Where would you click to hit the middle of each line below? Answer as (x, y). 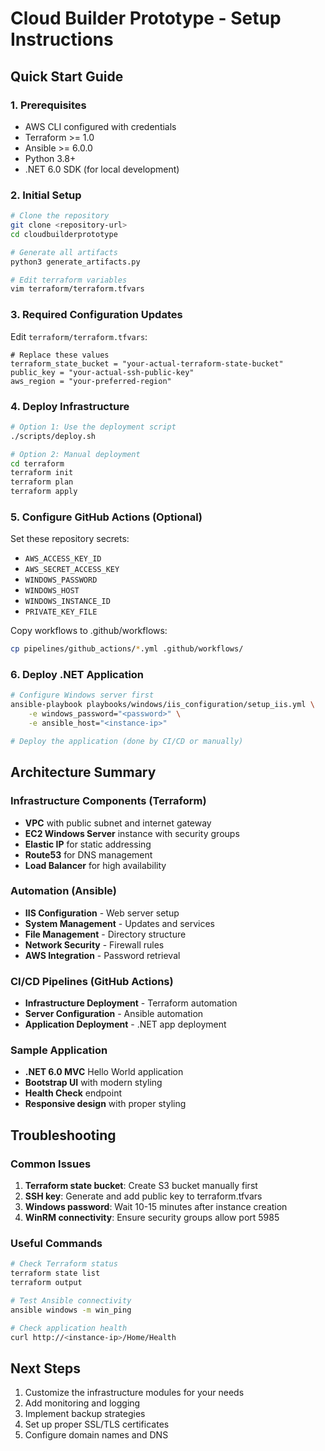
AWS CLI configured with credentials (100, 126)
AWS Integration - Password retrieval (102, 955)
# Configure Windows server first (82, 695)
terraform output (46, 1283)
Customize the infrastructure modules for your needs (134, 1393)
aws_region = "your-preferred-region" (91, 381)
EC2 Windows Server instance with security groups (132, 833)
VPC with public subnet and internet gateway (118, 823)
